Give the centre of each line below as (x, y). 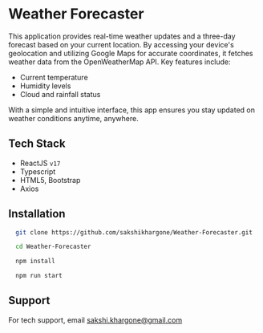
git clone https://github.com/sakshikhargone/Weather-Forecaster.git (134, 232)
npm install (36, 262)
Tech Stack (37, 144)
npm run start (39, 276)
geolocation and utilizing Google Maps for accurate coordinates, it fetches (131, 53)
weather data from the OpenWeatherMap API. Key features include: (119, 62)
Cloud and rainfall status (60, 94)
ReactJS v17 (40, 163)
